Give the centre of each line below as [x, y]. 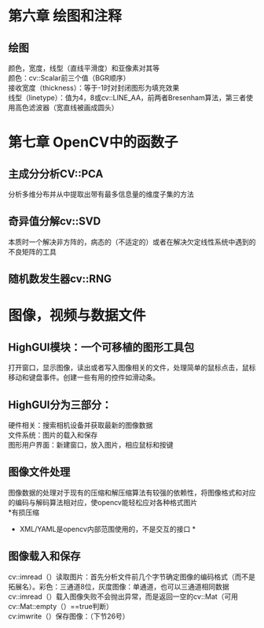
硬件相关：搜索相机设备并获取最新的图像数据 [81, 425]
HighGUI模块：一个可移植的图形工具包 [101, 347]
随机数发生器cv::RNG [60, 279]
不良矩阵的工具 [32, 251]
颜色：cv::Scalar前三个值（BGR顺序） [69, 78]
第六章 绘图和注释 [65, 16]
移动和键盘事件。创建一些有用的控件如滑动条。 [84, 377]
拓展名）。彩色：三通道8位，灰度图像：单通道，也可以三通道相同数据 [119, 586]
